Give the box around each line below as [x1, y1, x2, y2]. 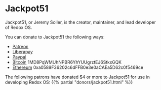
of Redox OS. [5, 24, 32, 30]
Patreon [12, 43, 29, 49]
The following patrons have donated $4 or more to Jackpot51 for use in [5, 74, 150, 80]
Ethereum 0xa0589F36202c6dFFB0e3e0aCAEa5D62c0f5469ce [12, 64, 144, 70]
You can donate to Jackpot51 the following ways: [5, 34, 105, 40]
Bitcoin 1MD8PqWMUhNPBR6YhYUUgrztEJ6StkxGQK [12, 59, 122, 65]
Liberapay [12, 49, 33, 55]
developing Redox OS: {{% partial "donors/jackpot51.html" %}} [5, 79, 133, 85]
